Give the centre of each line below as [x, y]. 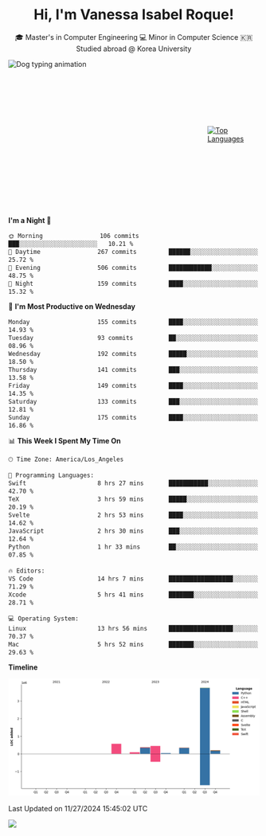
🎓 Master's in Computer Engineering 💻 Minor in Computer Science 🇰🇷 [134, 37]
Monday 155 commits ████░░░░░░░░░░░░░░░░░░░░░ [133, 322]
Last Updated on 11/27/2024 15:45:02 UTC [78, 809]
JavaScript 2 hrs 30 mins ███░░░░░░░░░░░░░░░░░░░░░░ [133, 531]
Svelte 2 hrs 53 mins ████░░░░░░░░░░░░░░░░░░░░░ [133, 515]
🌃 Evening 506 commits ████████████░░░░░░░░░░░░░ [133, 268]
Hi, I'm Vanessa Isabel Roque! [134, 15]
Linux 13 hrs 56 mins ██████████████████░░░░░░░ [133, 628]
